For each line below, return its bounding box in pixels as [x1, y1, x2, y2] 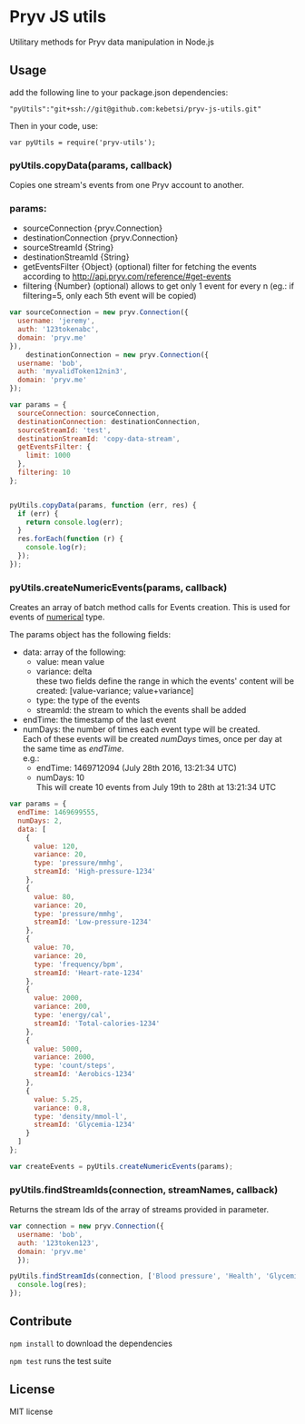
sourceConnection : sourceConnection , [17, 409, 161, 418]
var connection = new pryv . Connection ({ [9, 1221, 165, 1231]
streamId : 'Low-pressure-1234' [33, 917, 152, 927]
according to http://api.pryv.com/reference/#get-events [22, 271, 231, 282]
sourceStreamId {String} [22, 242, 114, 253]
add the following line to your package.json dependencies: [9, 86, 229, 97]
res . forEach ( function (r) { [17, 534, 124, 544]
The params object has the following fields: [9, 629, 172, 640]
